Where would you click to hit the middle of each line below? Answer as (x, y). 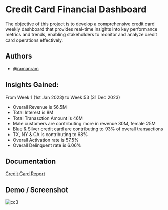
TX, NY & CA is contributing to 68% (50, 134)
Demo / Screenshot (37, 190)
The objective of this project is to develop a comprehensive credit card (80, 24)
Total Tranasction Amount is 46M (48, 118)
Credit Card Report (25, 174)
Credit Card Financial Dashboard (76, 9)
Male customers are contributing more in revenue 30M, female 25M (84, 123)
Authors (19, 56)
